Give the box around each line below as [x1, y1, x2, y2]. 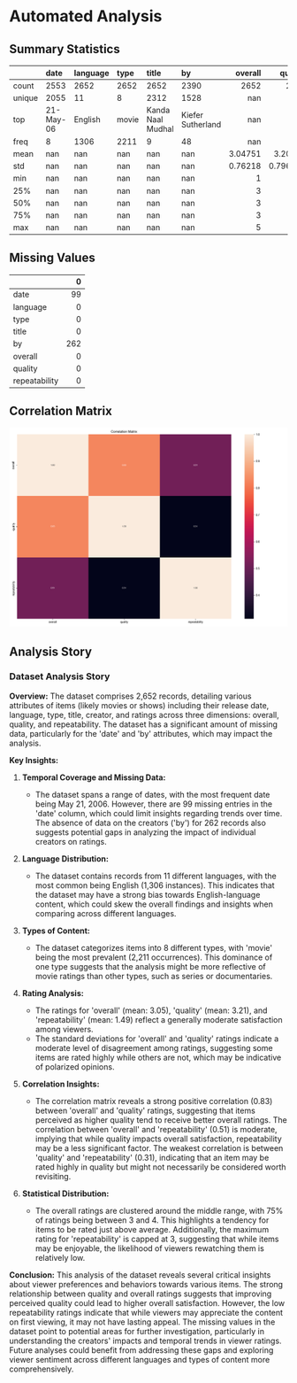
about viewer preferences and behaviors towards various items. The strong [9, 1279, 284, 1289]
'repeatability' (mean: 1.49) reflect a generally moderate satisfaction [34, 1014, 283, 1024]
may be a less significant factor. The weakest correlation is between [34, 1142, 284, 1153]
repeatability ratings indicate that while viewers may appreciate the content [9, 1307, 284, 1317]
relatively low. [34, 1252, 86, 1263]
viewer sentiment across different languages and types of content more [9, 1354, 270, 1364]
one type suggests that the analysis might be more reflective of [34, 961, 267, 971]
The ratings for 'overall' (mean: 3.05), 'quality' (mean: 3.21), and [34, 1005, 268, 1016]
